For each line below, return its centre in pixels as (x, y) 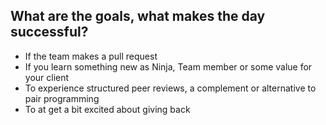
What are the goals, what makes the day (138, 16)
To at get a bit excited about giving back (107, 109)
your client (47, 77)
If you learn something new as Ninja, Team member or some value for (168, 66)
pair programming (62, 98)
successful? (49, 32)
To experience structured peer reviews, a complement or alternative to (170, 88)
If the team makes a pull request (91, 56)
